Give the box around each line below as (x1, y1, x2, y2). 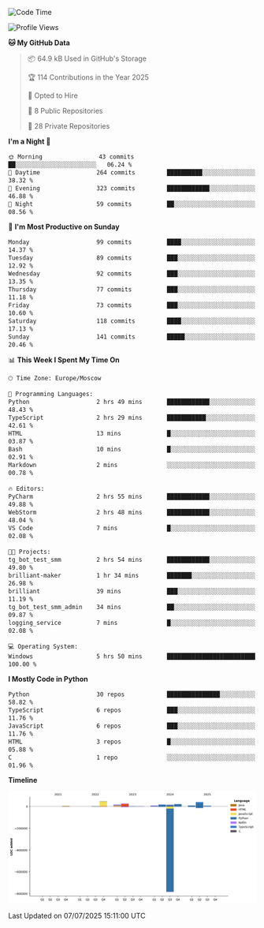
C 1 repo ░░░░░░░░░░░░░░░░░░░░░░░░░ (8, 754, 256, 761)
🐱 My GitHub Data (8, 38, 71, 47)
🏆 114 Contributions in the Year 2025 (27, 73, 150, 82)
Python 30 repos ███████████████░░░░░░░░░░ (8, 690, 256, 698)
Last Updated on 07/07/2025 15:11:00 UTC (8, 911, 146, 920)
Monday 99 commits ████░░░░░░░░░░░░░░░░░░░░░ (8, 238, 256, 246)
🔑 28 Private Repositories (27, 122, 110, 130)
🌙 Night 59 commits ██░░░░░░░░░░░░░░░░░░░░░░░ (8, 200, 256, 208)
